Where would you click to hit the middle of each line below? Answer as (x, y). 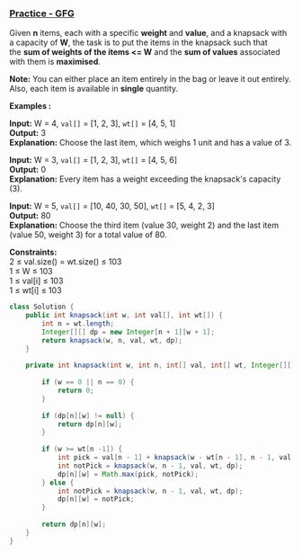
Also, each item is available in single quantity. (94, 89)
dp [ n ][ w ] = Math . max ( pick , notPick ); (128, 474)
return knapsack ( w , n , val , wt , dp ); (112, 340)
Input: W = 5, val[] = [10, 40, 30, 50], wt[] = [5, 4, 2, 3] (112, 206)
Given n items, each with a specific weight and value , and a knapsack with (148, 33)
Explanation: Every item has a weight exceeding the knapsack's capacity (145, 179)
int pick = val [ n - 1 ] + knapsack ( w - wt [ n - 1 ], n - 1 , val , (176, 458)
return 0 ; (75, 391)
